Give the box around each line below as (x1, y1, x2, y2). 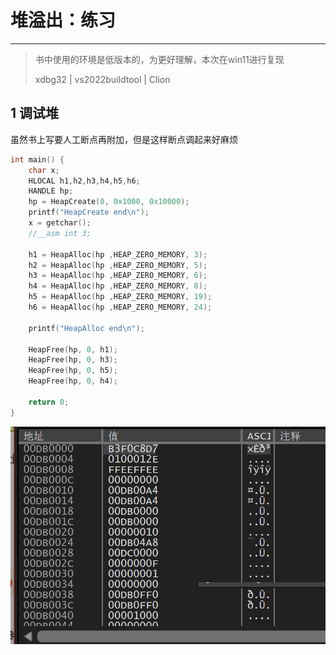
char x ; (28, 165, 60, 175)
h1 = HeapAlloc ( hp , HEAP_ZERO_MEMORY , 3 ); (28, 249, 208, 260)
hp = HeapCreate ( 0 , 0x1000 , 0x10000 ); (28, 197, 190, 207)
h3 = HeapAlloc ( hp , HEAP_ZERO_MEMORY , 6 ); (28, 271, 208, 281)
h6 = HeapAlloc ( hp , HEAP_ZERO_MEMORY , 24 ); (28, 302, 213, 312)
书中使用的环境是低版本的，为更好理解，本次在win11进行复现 (34, 53, 285, 65)
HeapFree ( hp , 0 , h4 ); (28, 376, 118, 386)
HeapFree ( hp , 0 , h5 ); (28, 366, 118, 376)
